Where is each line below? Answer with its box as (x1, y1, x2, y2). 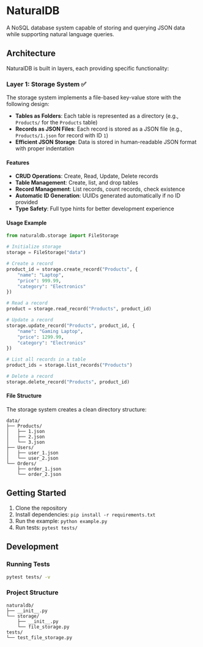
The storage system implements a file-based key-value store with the (6, 94, 182, 101)
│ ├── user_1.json (6, 450, 59, 456)
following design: (6, 101, 50, 108)
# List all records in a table (6, 356, 86, 362)
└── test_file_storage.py (6, 634, 72, 641)
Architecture (6, 48, 56, 59)
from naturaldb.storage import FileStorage (6, 232, 119, 239)
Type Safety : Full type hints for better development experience (15, 205, 174, 212)
